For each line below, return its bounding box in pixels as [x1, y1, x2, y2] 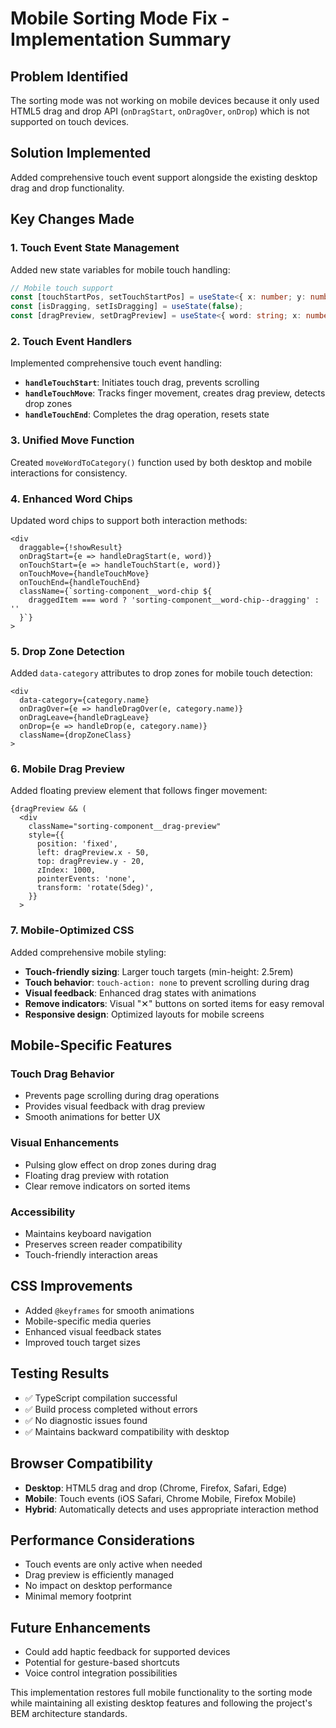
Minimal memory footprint [24, 1590, 132, 1602]
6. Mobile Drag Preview [10, 762, 125, 776]
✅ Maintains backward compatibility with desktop [24, 1425, 230, 1437]
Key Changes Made [10, 211, 135, 228]
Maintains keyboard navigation [24, 1228, 152, 1240]
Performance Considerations [10, 1532, 195, 1549]
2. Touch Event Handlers [10, 334, 133, 348]
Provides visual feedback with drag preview [24, 1100, 206, 1112]
